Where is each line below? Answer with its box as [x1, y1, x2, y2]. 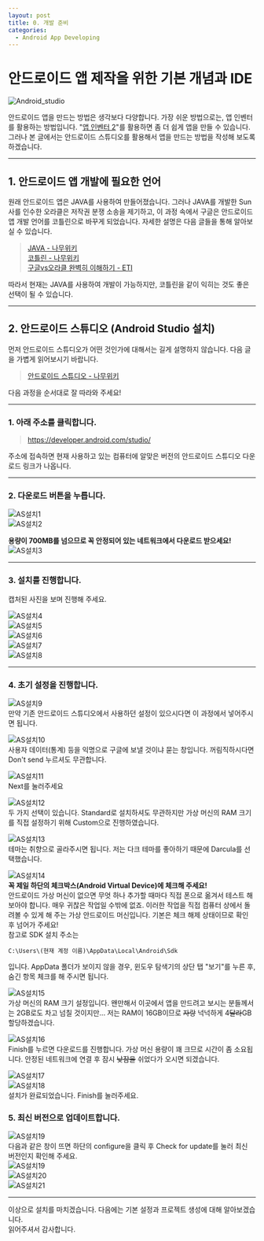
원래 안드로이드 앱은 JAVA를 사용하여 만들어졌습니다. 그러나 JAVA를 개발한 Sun [8, 198, 252, 206]
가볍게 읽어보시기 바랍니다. [16, 354, 99, 364]
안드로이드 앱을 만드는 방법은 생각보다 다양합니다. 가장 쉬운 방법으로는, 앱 [8, 113, 233, 122]
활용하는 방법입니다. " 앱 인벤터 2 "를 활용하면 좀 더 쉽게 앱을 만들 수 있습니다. [16, 123, 251, 132]
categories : [8, 26, 47, 34]
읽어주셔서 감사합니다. [8, 1224, 76, 1234]
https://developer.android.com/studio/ [27, 435, 151, 445]
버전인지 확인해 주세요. [8, 1151, 78, 1161]
